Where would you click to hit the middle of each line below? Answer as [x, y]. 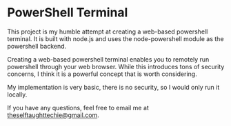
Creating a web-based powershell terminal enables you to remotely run [108, 59]
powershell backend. [37, 46]
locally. [17, 94]
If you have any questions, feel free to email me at [78, 108]
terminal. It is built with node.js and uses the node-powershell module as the [115, 38]
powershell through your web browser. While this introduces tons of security [116, 66]
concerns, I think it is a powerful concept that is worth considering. [102, 74]
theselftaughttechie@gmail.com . [53, 115]
